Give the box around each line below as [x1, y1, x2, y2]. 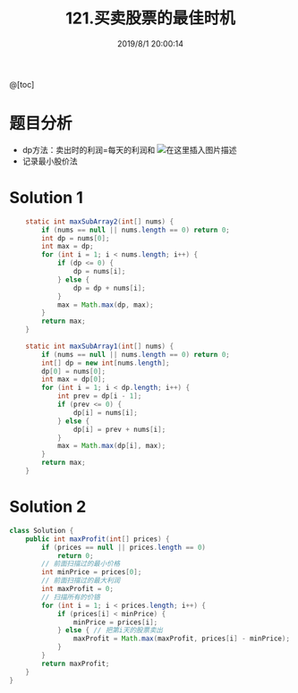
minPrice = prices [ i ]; [72, 618, 158, 627]
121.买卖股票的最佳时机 [65, 8, 235, 29]
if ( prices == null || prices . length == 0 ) [41, 543, 206, 552]
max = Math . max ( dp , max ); [56, 300, 154, 309]
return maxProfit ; [41, 659, 110, 668]
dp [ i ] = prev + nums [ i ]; [72, 425, 166, 434]
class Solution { [9, 526, 74, 535]
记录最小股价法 [21, 156, 78, 166]
